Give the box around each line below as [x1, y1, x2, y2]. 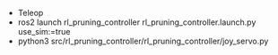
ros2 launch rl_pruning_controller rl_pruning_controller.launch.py [17, 17, 256, 27]
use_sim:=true [17, 27, 71, 36]
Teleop [17, 8, 44, 18]
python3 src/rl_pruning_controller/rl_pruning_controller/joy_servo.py [17, 35, 269, 46]
